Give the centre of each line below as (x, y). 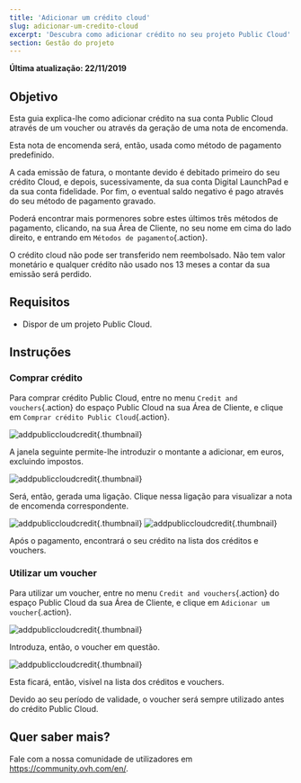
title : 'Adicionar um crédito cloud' (80, 18)
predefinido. (32, 155)
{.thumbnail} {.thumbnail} (187, 523)
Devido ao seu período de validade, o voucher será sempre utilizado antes (147, 699)
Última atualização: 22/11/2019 (68, 68)
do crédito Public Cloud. (54, 708)
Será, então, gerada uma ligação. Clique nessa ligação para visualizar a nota (151, 496)
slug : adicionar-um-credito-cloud (74, 26)
